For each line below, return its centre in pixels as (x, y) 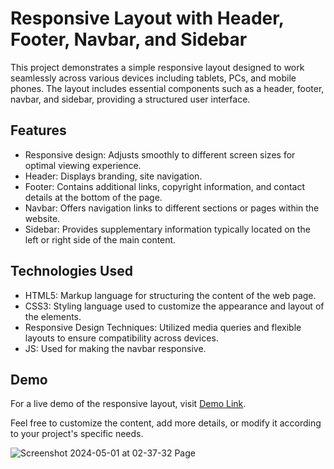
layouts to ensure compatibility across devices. (121, 338)
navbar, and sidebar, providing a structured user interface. (130, 99)
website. (42, 218)
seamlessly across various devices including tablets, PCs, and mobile (153, 78)
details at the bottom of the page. (93, 197)
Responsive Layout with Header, (147, 18)
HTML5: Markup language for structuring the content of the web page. (170, 295)
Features (38, 130)
